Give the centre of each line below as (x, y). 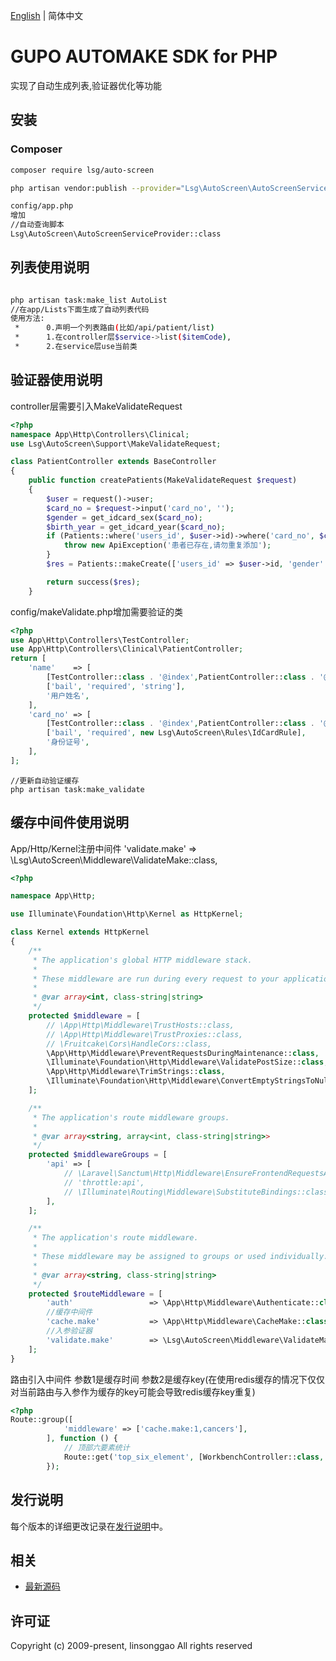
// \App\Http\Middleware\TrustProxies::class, (145, 1034)
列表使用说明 (50, 267)
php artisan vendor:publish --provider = (96, 188)
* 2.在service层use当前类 (76, 347)
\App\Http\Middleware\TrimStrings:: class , (136, 1072)
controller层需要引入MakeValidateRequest (96, 406)
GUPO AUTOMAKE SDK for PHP (144, 56)
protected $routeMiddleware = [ (95, 1294)
